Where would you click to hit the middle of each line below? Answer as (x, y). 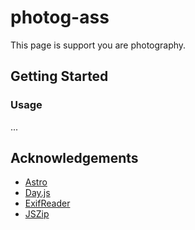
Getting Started (59, 76)
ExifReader (47, 203)
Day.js (37, 193)
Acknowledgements (74, 158)
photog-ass (60, 17)
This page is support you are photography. (98, 45)
